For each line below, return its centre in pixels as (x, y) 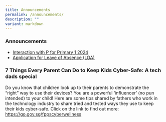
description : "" (22, 19)
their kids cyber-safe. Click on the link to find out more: (62, 108)
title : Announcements (28, 10)
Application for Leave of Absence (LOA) (54, 57)
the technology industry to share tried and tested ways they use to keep (79, 103)
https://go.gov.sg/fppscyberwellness (43, 114)
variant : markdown (24, 24)
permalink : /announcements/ (35, 14)
